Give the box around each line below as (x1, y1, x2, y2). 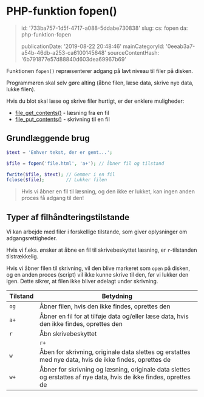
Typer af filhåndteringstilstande (6, 212, 130, 223)
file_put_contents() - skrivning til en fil (15, 116, 110, 123)
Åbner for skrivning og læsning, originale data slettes (39, 365, 191, 374)
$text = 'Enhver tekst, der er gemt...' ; (6, 149, 113, 156)
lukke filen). (6, 85, 36, 92)
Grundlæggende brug (6, 133, 90, 143)
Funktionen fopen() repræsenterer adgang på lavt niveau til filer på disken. (6, 67, 193, 74)
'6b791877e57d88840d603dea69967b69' (21, 55, 126, 63)
